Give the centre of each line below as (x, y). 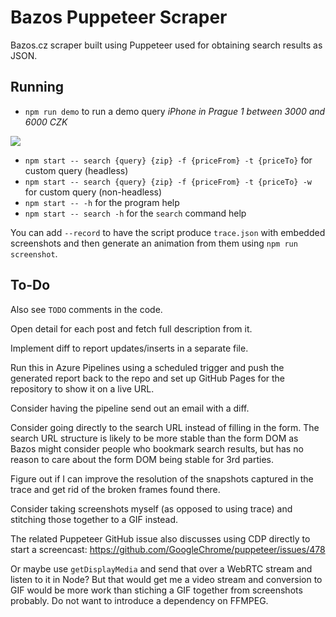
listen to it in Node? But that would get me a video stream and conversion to (166, 579)
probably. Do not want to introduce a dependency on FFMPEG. (139, 600)
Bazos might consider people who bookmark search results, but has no (157, 448)
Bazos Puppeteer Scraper (119, 17)
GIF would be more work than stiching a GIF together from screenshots (156, 590)
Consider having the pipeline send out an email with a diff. (130, 408)
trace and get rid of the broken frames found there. (115, 489)
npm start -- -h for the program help (102, 202)
